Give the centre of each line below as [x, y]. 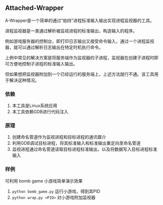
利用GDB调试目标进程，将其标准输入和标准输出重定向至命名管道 [76, 143]
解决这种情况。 [24, 80]
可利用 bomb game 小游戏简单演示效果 [44, 181]
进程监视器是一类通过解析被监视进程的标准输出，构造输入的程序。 [71, 31]
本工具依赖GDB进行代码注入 [40, 112]
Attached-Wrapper [35, 8]
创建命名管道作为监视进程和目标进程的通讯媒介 [59, 137]
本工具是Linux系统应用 [35, 106]
